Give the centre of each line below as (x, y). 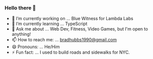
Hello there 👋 (20, 8)
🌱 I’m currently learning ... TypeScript (49, 24)
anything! (21, 34)
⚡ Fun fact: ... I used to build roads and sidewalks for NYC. (71, 52)
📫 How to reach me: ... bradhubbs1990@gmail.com (64, 40)
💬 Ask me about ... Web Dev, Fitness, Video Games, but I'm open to (80, 29)
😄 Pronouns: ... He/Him (36, 47)
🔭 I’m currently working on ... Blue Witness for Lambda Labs (72, 19)
